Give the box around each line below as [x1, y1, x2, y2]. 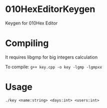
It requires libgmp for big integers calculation [5, 54, 98, 60]
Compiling [5, 37, 49, 49]
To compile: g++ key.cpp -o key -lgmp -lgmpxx [5, 63, 102, 69]
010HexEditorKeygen [5, 3, 95, 15]
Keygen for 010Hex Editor [5, 20, 58, 26]
